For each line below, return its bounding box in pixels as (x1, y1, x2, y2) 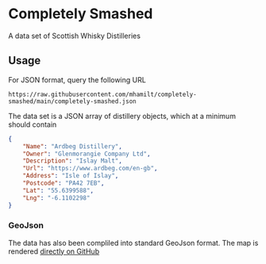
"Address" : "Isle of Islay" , (22, 172, 119, 180)
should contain (8, 120, 57, 129)
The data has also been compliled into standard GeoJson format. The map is (8, 238, 259, 247)
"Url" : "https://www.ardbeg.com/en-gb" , (22, 164, 158, 173)
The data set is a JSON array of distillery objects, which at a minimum (8, 111, 237, 121)
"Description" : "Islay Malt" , (22, 157, 123, 165)
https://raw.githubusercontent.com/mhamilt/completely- (8, 90, 197, 98)
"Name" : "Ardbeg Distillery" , (22, 142, 123, 151)
